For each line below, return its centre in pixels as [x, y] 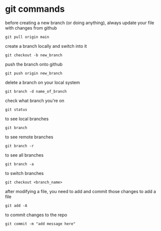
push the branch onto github [34, 64]
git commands [35, 9]
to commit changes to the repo [36, 215]
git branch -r [20, 146]
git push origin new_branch [34, 73]
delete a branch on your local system [42, 82]
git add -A [16, 205]
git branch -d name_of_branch [36, 91]
